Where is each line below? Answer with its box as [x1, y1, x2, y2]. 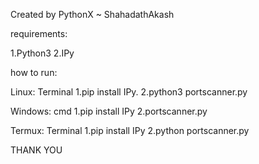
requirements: [10, 28, 68, 39]
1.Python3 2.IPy [10, 47, 75, 59]
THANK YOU [10, 144, 63, 156]
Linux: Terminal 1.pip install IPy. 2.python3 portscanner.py [10, 86, 248, 98]
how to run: [10, 67, 58, 78]
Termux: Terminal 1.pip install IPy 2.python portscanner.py [10, 125, 250, 136]
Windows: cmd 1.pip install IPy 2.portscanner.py [10, 105, 208, 117]
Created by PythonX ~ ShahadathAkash [10, 9, 175, 20]
